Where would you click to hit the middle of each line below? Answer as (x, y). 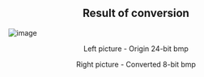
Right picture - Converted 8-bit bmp (136, 64)
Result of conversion (136, 13)
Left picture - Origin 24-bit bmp (136, 49)
